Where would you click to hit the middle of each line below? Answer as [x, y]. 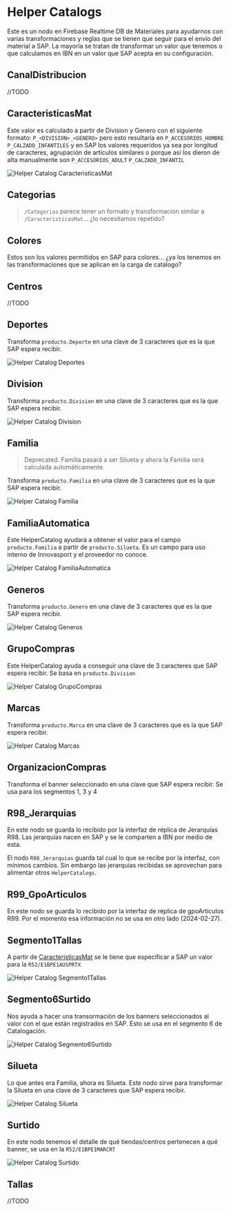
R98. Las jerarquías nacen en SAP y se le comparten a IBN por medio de [110, 837]
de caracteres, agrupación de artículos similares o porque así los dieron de [113, 152]
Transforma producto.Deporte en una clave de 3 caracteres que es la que [111, 341]
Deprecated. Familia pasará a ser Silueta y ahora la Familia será [114, 460]
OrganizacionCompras [57, 768]
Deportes [28, 325]
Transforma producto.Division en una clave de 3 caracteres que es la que [113, 401]
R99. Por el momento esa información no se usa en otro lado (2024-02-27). [114, 919]
